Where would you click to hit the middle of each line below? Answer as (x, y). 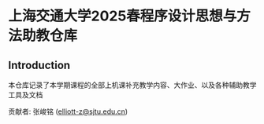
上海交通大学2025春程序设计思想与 (123, 16)
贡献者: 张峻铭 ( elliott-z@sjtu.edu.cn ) (68, 111)
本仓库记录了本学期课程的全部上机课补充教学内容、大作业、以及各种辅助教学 (132, 85)
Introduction (39, 65)
